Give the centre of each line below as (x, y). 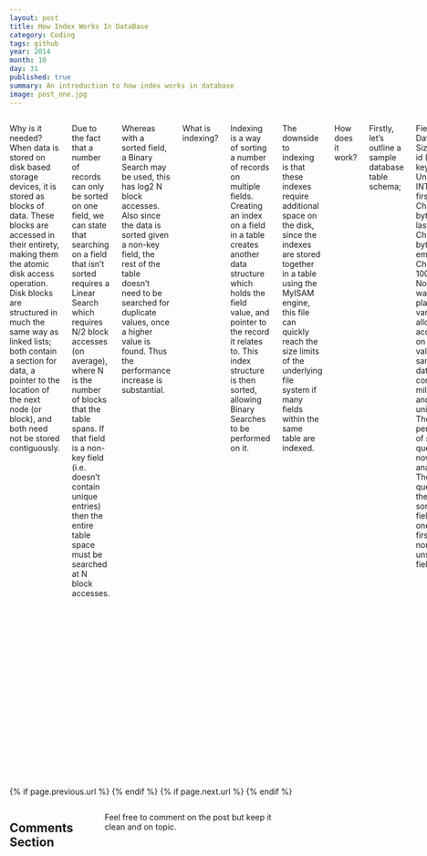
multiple (245, 186)
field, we (88, 215)
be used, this (146, 176)
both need (29, 428)
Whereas (139, 128)
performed (250, 438)
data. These (32, 215)
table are (299, 438)
